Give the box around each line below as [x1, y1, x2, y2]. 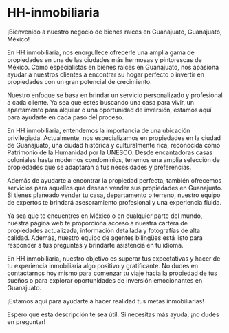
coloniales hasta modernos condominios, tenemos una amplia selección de [7, 155, 220, 163]
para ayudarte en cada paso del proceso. [7, 112, 124, 121]
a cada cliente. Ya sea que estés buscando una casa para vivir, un [7, 98, 195, 106]
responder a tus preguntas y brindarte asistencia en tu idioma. [7, 241, 184, 249]
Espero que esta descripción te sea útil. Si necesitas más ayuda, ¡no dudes [7, 310, 219, 319]
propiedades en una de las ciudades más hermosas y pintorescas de [7, 55, 202, 63]
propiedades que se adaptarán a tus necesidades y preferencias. [7, 163, 192, 171]
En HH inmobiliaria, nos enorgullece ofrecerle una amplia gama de [7, 48, 195, 57]
